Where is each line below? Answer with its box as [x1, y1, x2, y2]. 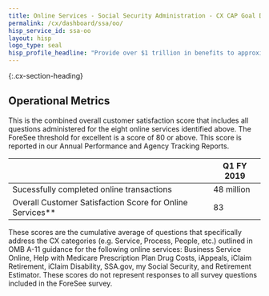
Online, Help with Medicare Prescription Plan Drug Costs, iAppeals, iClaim [8, 253, 252, 262]
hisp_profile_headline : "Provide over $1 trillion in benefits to [8, 49, 235, 57]
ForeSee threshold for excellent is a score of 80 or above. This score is [8, 132, 243, 142]
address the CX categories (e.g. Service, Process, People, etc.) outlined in [8, 236, 254, 245]
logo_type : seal [8, 42, 62, 50]
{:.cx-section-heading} [8, 71, 84, 80]
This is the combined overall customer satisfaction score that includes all [8, 116, 249, 125]
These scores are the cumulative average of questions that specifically [8, 227, 243, 237]
